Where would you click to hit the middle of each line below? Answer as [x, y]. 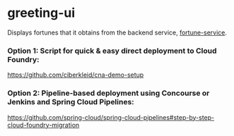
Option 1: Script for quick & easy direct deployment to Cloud [112, 51]
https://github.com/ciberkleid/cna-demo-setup [76, 75]
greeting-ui [41, 13]
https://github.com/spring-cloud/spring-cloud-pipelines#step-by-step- [111, 117]
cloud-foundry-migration [43, 125]
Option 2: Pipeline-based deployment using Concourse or [109, 93]
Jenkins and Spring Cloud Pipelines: [71, 102]
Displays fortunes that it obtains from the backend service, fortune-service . [117, 32]
